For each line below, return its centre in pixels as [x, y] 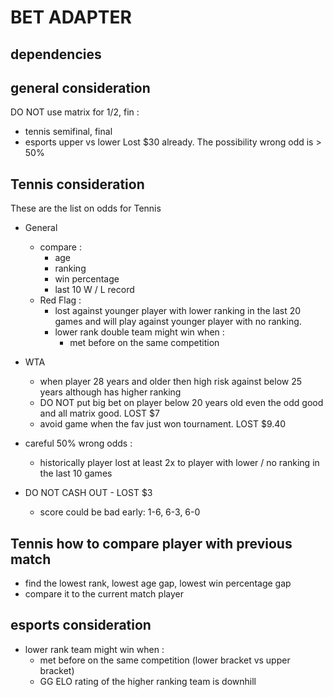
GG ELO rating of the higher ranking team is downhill [148, 681]
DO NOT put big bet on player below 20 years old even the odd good [181, 403]
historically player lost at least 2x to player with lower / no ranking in [179, 463]
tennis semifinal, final [68, 132]
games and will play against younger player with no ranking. [178, 322]
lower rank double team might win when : [139, 332]
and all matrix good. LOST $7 [99, 413]
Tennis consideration [77, 184]
